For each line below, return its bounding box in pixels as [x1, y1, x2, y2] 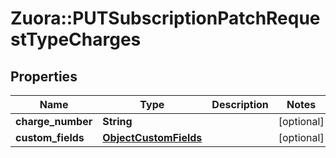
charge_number [15, 115, 93, 128]
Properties [10, 68, 78, 85]
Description [211, 98, 269, 111]
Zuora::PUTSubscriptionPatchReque [10, 7, 321, 30]
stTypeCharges [10, 28, 142, 51]
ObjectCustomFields [102, 131, 203, 144]
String [102, 115, 133, 128]
